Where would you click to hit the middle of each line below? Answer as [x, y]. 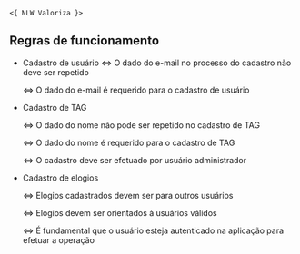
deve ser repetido [55, 72]
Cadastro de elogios [60, 178]
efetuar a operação [59, 239]
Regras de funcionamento [85, 41]
